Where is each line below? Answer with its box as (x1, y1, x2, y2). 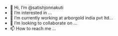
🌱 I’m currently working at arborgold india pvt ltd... (9, 15, 113, 20)
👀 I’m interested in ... (9, 10, 52, 16)
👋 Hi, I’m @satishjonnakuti (9, 5, 64, 10)
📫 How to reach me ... (9, 26, 56, 31)
